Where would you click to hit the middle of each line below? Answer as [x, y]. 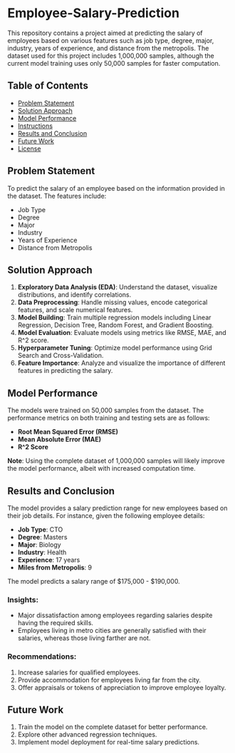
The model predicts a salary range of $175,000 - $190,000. [94, 581]
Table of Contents [48, 86]
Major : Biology [40, 545]
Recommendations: [42, 657]
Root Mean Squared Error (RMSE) [68, 432]
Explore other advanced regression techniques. [87, 734]
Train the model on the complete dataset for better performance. [113, 727]
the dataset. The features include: [57, 196]
